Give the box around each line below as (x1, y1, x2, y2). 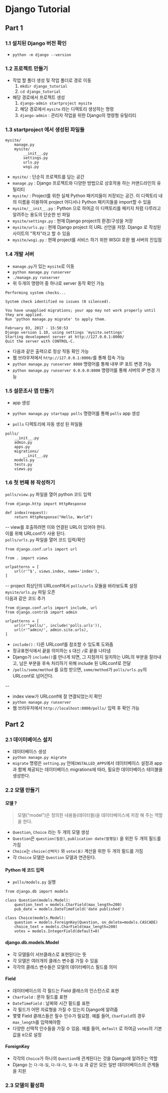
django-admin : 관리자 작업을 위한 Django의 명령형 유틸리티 (20, 112, 136, 118)
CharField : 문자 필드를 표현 (12, 994, 68, 1000)
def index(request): (5, 510, 49, 515)
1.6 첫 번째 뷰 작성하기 (5, 479, 55, 486)
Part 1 (5, 24, 24, 32)
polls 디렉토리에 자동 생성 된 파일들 (12, 421, 83, 427)
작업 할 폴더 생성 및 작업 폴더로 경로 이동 (12, 77, 92, 84)
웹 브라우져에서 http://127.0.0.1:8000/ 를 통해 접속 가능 (12, 354, 125, 360)
